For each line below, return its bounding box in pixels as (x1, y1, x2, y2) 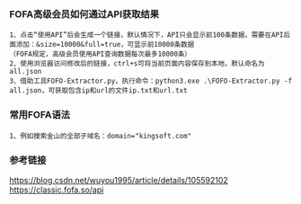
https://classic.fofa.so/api (9, 184, 104, 195)
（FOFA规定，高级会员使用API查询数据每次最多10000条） (9, 49, 191, 59)
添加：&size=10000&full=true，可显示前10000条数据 (15, 40, 195, 49)
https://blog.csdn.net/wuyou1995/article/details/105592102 (9, 174, 229, 185)
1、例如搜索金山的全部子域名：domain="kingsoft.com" (9, 131, 191, 140)
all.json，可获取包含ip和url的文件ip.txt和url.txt (9, 86, 188, 95)
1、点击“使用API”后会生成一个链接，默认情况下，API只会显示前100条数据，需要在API (9, 31, 284, 40)
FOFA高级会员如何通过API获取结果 (9, 7, 160, 20)
